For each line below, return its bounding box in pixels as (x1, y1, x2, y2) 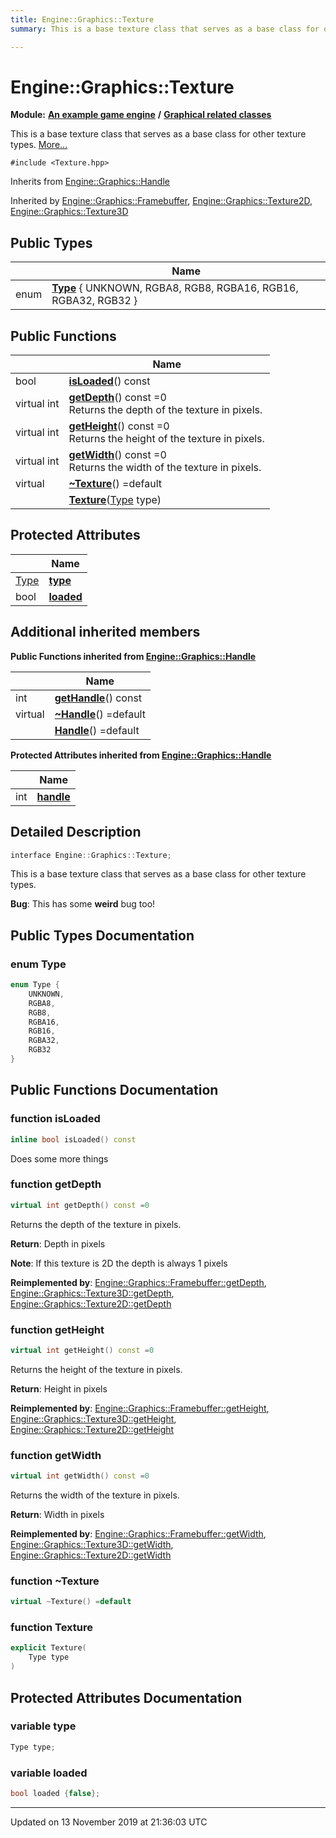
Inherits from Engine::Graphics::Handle (10, 176, 170, 188)
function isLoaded (10, 1112, 101, 1126)
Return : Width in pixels (10, 1509, 105, 1521)
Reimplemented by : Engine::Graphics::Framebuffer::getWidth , (10, 1528, 267, 1540)
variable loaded (10, 1766, 88, 1780)
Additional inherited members (10, 624, 201, 641)
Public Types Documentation (10, 927, 195, 944)
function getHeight (10, 1322, 105, 1336)
